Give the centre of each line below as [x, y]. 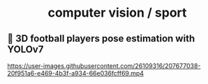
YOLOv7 [25, 49]
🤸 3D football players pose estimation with [101, 39]
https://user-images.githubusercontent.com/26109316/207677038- [104, 66]
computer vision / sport [117, 13]
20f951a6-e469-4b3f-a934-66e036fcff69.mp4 [76, 73]
